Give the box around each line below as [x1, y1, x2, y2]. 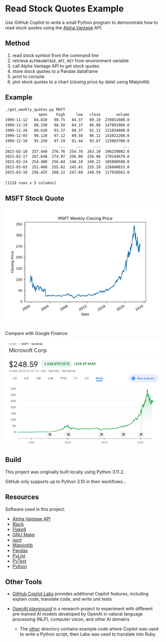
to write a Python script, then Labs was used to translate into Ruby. [19, 631, 157, 637]
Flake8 [12, 526, 26, 532]
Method [5, 39, 30, 48]
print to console [12, 73, 45, 80]
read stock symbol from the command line [12, 52, 99, 58]
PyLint [12, 552, 26, 558]
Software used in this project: [5, 506, 65, 512]
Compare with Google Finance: [5, 330, 68, 336]
